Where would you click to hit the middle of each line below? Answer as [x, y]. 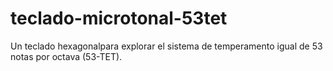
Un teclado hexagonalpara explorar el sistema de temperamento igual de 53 [166, 46]
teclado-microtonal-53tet [119, 18]
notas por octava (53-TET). [66, 56]
